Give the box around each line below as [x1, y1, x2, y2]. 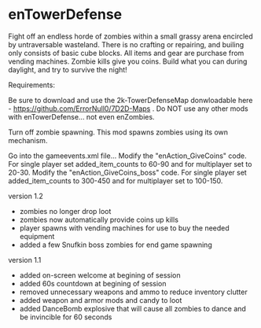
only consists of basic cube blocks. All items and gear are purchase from [8, 48, 244, 57]
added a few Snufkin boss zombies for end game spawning [19, 240, 212, 249]
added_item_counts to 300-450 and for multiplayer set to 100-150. [8, 175, 223, 186]
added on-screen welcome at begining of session [19, 270, 181, 280]
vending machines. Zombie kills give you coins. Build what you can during [8, 57, 248, 66]
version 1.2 [8, 191, 43, 201]
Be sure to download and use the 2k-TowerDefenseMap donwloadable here [8, 95, 253, 105]
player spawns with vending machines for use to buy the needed [19, 223, 230, 233]
